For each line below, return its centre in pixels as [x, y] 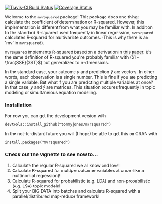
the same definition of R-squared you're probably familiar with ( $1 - [72, 57]
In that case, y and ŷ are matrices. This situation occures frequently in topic [80, 87]
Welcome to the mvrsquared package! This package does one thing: [72, 17]
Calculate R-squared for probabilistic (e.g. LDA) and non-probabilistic [81, 181]
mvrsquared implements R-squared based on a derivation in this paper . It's [78, 52]
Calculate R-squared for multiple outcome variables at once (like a [78, 170]
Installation [19, 105]
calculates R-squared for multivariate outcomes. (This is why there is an [77, 37]
